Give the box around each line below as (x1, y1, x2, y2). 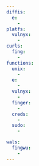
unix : (12, 65, 26, 72)
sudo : (12, 123, 26, 129)
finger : (12, 99, 32, 106)
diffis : (6, 9, 26, 15)
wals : (6, 139, 20, 145)
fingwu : (12, 145, 32, 151)
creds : (12, 111, 29, 117)
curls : (6, 43, 23, 49)
